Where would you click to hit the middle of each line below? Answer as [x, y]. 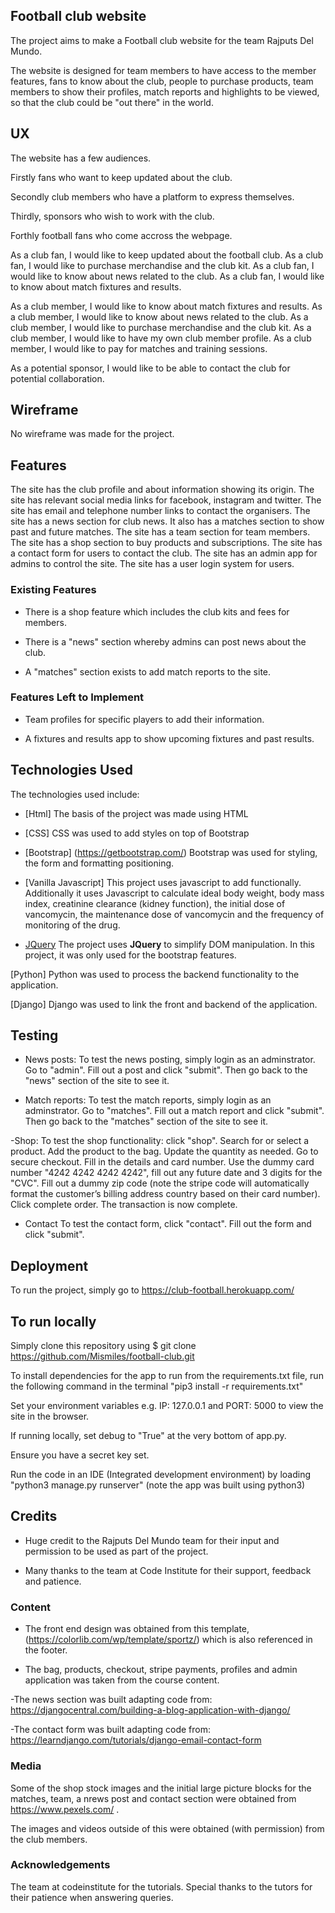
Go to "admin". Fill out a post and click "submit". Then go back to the [166, 1070]
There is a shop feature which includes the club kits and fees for [157, 611]
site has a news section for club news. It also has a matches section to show [167, 521]
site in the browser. [50, 1416]
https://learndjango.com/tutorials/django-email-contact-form [136, 1740]
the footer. [46, 1650]
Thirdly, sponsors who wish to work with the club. [112, 216]
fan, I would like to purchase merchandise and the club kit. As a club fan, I [162, 265]
